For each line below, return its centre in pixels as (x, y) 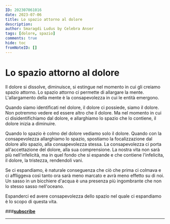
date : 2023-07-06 (24, 15)
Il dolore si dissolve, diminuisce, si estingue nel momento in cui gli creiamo (83, 87)
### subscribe (20, 211)
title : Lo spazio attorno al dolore (44, 19)
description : (19, 24)
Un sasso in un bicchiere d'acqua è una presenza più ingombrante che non (83, 181)
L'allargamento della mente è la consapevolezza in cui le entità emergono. (82, 97)
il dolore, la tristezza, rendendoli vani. (44, 160)
